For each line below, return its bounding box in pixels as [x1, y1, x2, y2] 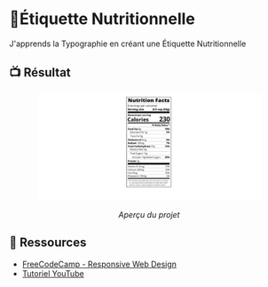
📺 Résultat [9, 65, 71, 80]
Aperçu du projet [118, 209, 180, 219]
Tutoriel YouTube [21, 267, 84, 279]
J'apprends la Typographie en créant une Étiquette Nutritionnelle [9, 38, 247, 49]
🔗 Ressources [9, 235, 87, 251]
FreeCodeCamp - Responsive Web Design [21, 259, 177, 269]
